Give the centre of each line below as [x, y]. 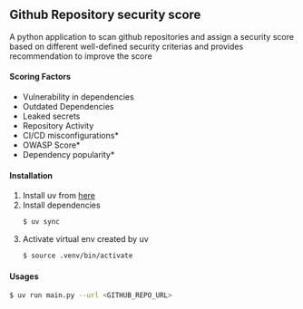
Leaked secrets [51, 116]
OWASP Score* [51, 145]
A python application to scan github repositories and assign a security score [152, 36]
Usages [24, 276]
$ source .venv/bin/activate [78, 256]
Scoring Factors [40, 77]
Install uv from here [59, 196]
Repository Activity [58, 126]
